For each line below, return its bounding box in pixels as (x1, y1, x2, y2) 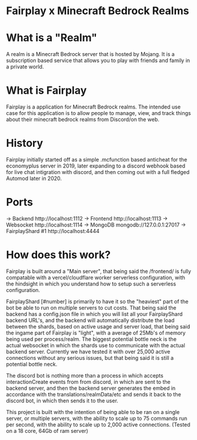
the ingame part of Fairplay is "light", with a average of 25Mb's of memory (6, 329, 186, 336)
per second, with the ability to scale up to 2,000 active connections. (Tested (6, 421, 191, 428)
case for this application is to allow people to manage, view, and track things (6, 110, 191, 117)
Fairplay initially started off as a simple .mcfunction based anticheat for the (6, 156, 188, 163)
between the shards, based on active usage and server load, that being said (6, 323, 191, 330)
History (6, 137, 44, 150)
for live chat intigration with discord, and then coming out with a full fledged (6, 169, 190, 175)
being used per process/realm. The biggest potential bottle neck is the (6, 335, 177, 343)
